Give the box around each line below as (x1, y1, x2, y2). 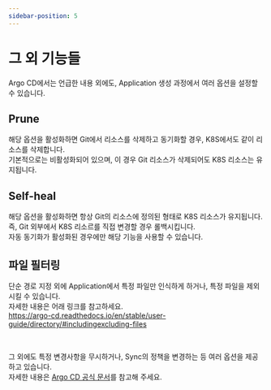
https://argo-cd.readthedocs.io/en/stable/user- (8, 310, 166, 320)
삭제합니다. (29, 145, 66, 154)
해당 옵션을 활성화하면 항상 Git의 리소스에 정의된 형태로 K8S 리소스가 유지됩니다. (8, 212, 264, 222)
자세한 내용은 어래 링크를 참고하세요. (8, 301, 123, 311)
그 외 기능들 (8, 50, 81, 67)
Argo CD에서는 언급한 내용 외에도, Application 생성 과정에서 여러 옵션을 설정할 (8, 78, 258, 88)
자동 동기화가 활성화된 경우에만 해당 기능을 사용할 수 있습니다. (8, 232, 204, 242)
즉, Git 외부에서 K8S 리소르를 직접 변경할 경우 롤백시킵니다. (8, 222, 196, 232)
